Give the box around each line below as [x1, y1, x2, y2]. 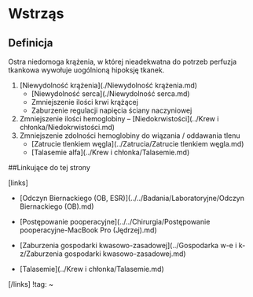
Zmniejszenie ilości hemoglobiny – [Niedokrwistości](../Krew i [19, 114, 219, 123]
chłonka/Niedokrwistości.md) [19, 123, 115, 132]
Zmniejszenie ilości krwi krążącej [31, 98, 139, 106]
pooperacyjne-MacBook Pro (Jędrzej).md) [19, 225, 157, 235]
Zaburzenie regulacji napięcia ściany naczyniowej [31, 106, 192, 115]
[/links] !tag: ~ [8, 280, 53, 288]
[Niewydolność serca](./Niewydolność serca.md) [31, 89, 190, 98]
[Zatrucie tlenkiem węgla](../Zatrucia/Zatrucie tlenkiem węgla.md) [31, 139, 244, 148]
